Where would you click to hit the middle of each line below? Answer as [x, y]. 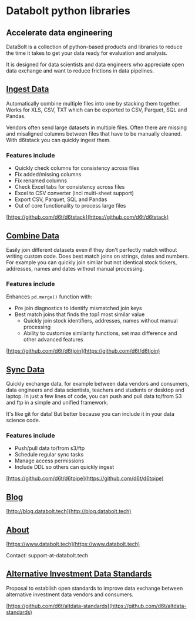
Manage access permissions [49, 461]
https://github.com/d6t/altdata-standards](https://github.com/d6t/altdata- [97, 606]
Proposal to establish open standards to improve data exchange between [95, 588]
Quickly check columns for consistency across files [77, 168]
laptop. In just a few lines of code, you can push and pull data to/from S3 [94, 396]
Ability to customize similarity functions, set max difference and [100, 333]
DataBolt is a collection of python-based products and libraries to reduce [95, 47]
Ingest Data [28, 89]
